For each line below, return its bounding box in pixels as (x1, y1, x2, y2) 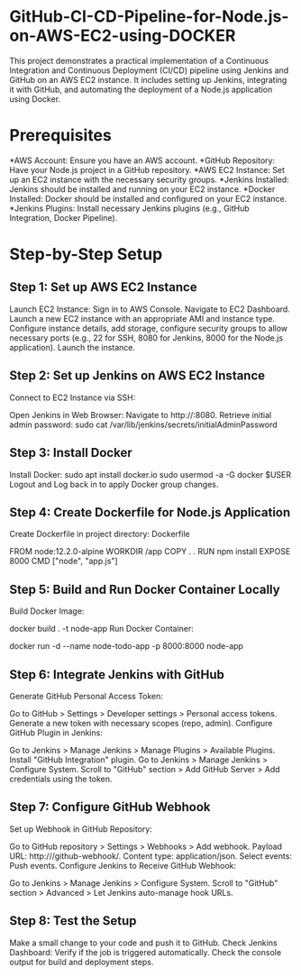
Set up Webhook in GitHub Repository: (9, 823, 153, 835)
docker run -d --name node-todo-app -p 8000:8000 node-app (9, 641, 243, 652)
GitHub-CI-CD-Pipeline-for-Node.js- (9, 6, 289, 27)
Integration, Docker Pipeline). (9, 212, 118, 223)
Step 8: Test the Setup (9, 913, 137, 929)
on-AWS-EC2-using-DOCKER (9, 25, 236, 46)
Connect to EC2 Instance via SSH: (9, 392, 136, 403)
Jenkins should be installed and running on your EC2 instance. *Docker (9, 183, 276, 195)
